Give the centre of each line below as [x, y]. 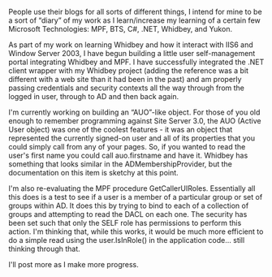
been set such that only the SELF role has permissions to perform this [125, 223]
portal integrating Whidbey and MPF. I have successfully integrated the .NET [136, 62]
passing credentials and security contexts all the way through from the [127, 88]
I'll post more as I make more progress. [74, 264]
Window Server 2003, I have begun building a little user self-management [132, 53]
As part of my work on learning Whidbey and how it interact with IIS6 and [131, 45]
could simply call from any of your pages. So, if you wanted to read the [127, 147]
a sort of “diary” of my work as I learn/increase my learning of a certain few [135, 20]
